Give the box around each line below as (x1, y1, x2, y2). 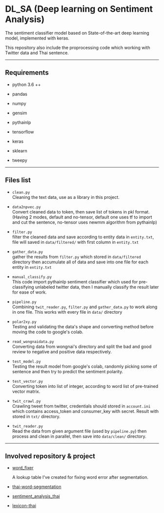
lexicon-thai (12, 503, 37, 509)
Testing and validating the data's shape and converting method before (12, 323, 154, 329)
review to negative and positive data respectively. (12, 348, 112, 355)
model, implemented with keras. (5, 35, 70, 41)
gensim (12, 110, 27, 116)
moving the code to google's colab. (12, 329, 84, 335)
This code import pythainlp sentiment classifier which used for (12, 278, 138, 284)
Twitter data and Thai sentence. (5, 50, 69, 56)
